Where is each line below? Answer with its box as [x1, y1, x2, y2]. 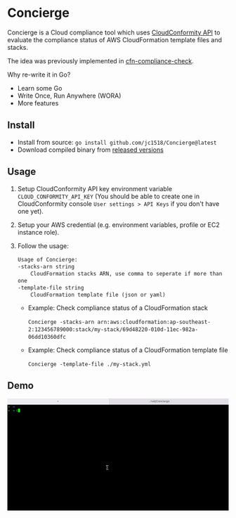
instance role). [17, 228, 60, 236]
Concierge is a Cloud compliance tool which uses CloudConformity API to [7, 28, 221, 37]
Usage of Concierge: [17, 256, 78, 263]
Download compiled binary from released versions [17, 145, 164, 154]
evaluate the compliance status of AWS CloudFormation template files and [7, 35, 223, 44]
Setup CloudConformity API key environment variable [17, 184, 173, 193]
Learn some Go [17, 84, 63, 92]
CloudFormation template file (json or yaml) [30, 291, 166, 298]
